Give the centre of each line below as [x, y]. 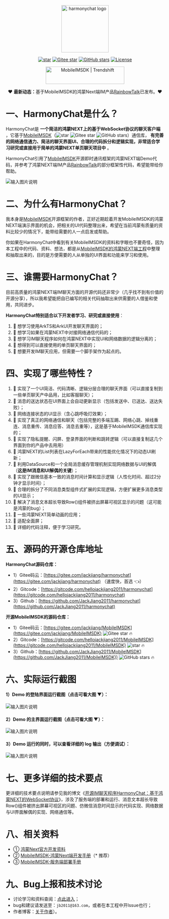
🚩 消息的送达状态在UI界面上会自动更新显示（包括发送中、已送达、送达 [86, 401]
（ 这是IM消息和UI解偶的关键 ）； [46, 470]
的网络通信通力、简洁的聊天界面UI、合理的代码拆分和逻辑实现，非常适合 [81, 141]
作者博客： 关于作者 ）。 [36, 911]
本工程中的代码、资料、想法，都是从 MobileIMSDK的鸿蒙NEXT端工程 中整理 [83, 249]
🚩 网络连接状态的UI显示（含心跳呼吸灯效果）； [60, 413]
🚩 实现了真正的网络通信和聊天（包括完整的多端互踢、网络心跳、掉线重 [86, 420]
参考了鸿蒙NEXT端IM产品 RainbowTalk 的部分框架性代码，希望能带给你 [91, 165]
